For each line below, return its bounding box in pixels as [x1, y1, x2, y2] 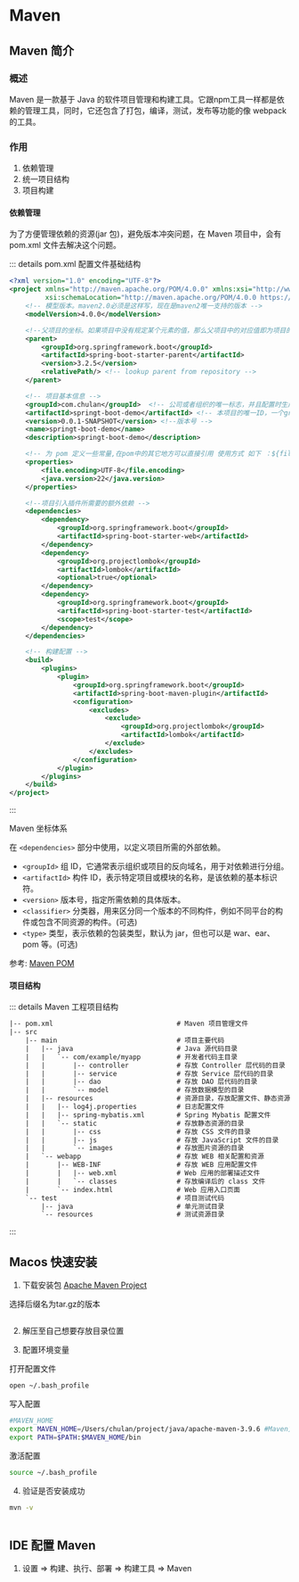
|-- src [9, 1028, 38, 1037]
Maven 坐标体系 [9, 823, 69, 834]
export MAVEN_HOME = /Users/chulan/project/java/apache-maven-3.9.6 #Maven [9, 1424, 289, 1433]
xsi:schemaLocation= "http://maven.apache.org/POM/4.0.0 [44, 294, 256, 302]
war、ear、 [233, 928, 276, 939]
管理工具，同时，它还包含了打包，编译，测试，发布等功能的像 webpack [24, 104, 287, 116]
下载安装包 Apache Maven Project [21, 1280, 148, 1290]
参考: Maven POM [9, 958, 75, 969]
